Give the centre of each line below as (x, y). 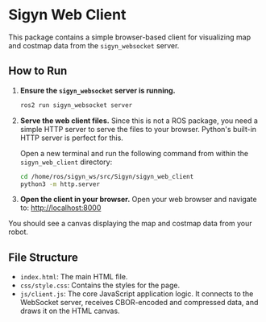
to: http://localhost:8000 (60, 208)
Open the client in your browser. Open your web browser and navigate (138, 200)
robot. (19, 232)
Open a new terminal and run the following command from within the (134, 153)
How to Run (38, 71)
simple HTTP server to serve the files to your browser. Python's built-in (138, 129)
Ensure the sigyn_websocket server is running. (98, 90)
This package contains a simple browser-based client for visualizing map (130, 37)
